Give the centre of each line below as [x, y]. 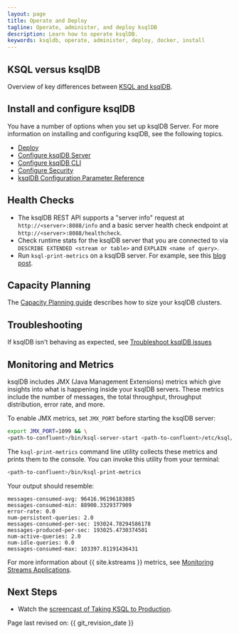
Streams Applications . [40, 569]
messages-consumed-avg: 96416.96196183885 [71, 499]
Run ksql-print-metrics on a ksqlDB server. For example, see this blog [122, 255]
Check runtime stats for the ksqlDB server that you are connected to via [123, 240]
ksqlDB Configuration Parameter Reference [81, 178]
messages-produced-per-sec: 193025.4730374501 [78, 530]
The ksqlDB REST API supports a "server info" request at [101, 218]
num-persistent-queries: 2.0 [51, 518]
